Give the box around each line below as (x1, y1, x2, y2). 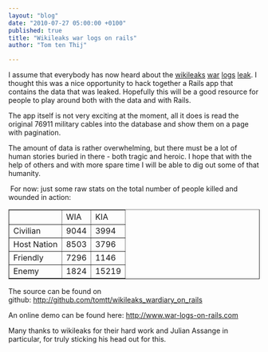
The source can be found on (8, 287, 102, 296)
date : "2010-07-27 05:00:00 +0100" (8, 19, 127, 27)
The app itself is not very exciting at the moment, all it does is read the (8, 111, 239, 120)
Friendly (13, 252, 44, 264)
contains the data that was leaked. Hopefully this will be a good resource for (8, 87, 259, 96)
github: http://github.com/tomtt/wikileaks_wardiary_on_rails (8, 295, 203, 305)
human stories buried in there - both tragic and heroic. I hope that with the (8, 152, 253, 162)
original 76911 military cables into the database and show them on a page (8, 119, 249, 129)
